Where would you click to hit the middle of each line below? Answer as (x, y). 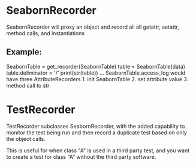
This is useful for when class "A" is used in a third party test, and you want (98, 150)
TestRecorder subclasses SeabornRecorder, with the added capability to (96, 126)
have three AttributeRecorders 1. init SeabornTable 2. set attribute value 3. (97, 79)
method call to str (28, 85)
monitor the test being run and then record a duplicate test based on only (97, 133)
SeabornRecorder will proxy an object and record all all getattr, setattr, (93, 27)
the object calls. (26, 139)
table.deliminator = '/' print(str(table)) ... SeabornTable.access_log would (96, 73)
